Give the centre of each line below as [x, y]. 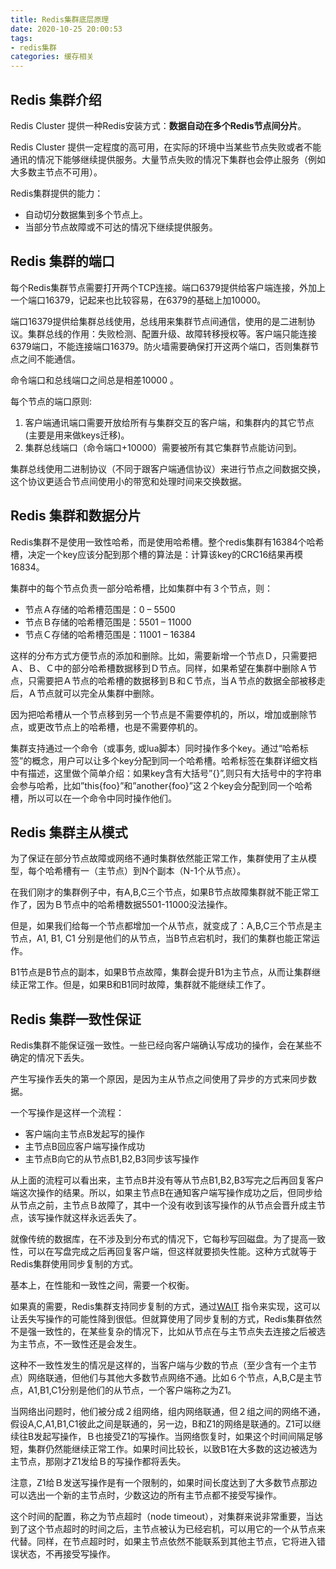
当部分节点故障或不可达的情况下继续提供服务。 [121, 227]
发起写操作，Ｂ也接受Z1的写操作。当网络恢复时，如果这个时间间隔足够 [178, 1437]
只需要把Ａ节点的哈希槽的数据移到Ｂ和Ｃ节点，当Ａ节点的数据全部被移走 [176, 680]
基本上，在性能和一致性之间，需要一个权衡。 [102, 1285]
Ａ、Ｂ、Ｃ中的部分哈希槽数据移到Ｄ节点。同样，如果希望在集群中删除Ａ [159, 668]
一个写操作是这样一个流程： [67, 1113]
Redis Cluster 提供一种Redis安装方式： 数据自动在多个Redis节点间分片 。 [158, 125]
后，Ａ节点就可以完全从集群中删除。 [85, 693]
